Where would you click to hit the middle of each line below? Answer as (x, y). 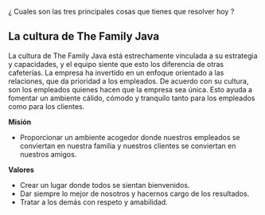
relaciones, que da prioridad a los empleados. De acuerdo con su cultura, (129, 81)
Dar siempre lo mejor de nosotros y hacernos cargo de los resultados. (134, 193)
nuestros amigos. (48, 154)
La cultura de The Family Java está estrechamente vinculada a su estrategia (133, 56)
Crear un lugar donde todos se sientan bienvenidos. (105, 185)
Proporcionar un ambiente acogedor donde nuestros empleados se (130, 137)
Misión (20, 122)
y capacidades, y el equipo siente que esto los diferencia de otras (116, 64)
